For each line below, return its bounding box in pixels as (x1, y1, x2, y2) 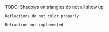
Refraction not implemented (5, 22, 64, 27)
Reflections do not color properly (5, 14, 79, 19)
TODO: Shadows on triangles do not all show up (5, 4, 104, 10)
